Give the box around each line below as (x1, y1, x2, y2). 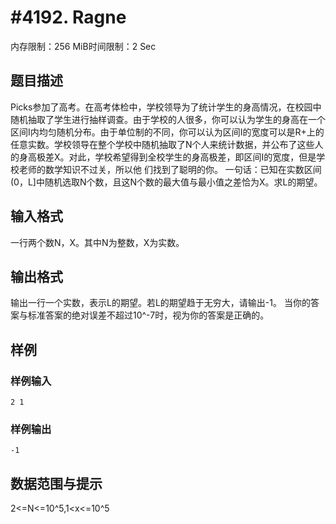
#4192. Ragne (10, 6, 127, 29)
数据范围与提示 (10, 475, 103, 492)
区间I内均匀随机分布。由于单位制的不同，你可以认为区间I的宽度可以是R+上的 (10, 126, 325, 138)
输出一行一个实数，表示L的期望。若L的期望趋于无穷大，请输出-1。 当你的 (10, 297, 311, 309)
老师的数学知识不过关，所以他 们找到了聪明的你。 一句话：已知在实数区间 (18, 163, 322, 175)
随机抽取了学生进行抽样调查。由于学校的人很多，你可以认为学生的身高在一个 (10, 113, 326, 125)
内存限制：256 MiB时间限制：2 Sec (10, 40, 157, 52)
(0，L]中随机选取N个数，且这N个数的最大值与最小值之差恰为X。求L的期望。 (10, 176, 323, 188)
